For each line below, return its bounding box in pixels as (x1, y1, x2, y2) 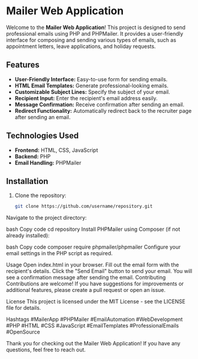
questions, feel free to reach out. (6, 346, 86, 354)
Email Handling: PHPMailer (14, 159, 82, 166)
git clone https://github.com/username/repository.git (14, 204, 153, 209)
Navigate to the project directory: (6, 214, 87, 221)
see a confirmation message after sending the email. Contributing (6, 274, 166, 281)
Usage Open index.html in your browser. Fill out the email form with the (6, 261, 179, 268)
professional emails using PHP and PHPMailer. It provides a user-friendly (6, 30, 183, 37)
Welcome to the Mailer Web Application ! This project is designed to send (6, 24, 186, 31)
